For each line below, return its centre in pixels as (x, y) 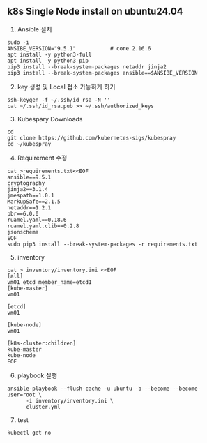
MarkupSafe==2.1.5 (34, 202)
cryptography (26, 183)
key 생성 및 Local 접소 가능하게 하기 (66, 87)
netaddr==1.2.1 (29, 208)
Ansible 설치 (34, 29)
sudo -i (18, 42)
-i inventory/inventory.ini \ (69, 400)
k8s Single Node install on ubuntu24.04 (95, 12)
